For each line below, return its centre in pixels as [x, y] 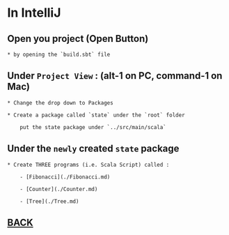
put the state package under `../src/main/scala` [93, 127]
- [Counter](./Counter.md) [59, 189]
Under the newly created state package [93, 149]
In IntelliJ [34, 13]
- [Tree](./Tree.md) [49, 201]
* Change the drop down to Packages [60, 103]
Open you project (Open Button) [78, 39]
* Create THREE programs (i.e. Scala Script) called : [88, 165]
